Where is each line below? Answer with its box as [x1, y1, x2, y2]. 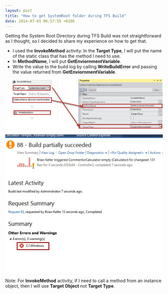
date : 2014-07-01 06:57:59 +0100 [5, 18, 75, 23]
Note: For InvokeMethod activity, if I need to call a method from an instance [5, 278, 161, 284]
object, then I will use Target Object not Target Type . [5, 283, 115, 289]
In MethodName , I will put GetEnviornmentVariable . [12, 58, 121, 64]
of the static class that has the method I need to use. [12, 53, 121, 59]
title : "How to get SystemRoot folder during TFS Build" [5, 13, 126, 18]
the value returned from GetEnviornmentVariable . [12, 69, 116, 75]
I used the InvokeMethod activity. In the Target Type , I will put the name [12, 48, 162, 54]
